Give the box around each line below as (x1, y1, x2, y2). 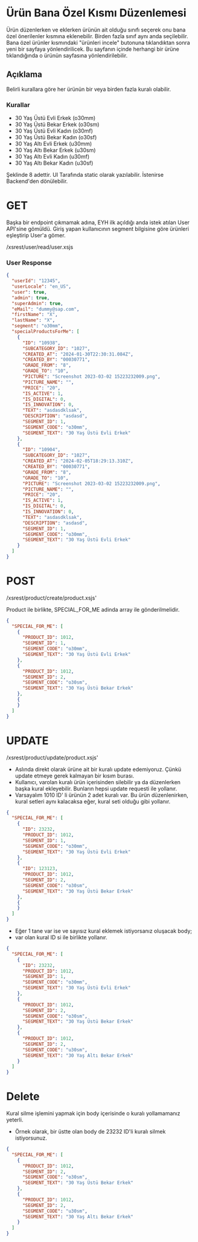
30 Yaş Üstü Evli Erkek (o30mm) (14, 114, 96, 122)
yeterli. (6, 1116, 24, 1123)
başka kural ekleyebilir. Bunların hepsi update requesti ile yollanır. (14, 785, 177, 792)
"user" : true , (11, 289, 47, 295)
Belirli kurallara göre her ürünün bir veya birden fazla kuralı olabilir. (6, 85, 171, 93)
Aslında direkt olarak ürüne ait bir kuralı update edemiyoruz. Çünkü (14, 765, 182, 773)
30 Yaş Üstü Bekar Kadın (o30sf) (14, 134, 97, 141)
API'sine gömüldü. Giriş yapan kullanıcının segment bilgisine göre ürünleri (6, 225, 189, 233)
